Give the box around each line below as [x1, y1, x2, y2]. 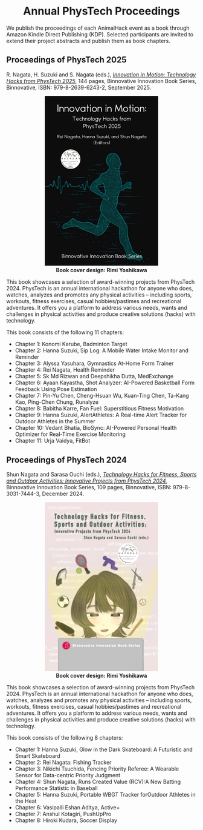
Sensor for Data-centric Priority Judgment [14, 771, 121, 778]
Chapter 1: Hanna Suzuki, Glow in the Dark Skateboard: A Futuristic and [14, 746, 193, 753]
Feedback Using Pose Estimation [14, 386, 97, 393]
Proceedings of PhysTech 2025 [6, 55, 127, 65]
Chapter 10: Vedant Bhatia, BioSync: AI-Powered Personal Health [14, 424, 177, 432]
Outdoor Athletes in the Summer [14, 418, 95, 425]
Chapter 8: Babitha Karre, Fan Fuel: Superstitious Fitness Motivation [14, 405, 184, 412]
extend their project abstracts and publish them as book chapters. [6, 37, 170, 44]
